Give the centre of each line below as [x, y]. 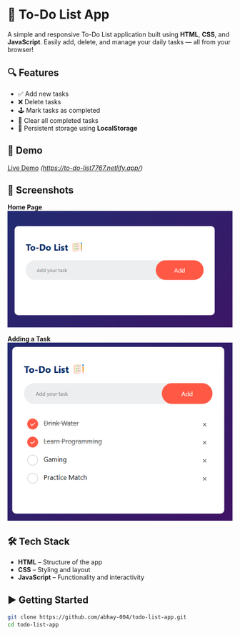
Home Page [25, 207]
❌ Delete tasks [39, 101]
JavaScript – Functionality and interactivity [81, 577]
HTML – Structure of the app [60, 562]
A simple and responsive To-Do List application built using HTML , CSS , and [119, 34]
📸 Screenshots [41, 190]
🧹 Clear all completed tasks [58, 120]
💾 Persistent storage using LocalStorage [77, 128]
